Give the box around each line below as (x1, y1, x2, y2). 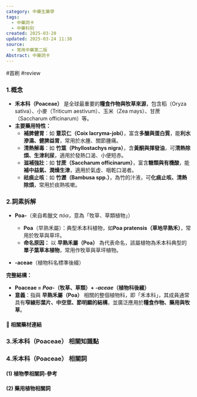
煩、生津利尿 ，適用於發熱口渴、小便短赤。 (23, 152, 127, 159)
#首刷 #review (6, 69, 41, 77)
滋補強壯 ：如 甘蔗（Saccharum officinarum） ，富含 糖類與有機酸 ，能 (23, 159, 190, 166)
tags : (6, 14, 19, 20)
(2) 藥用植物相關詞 (6, 385, 51, 392)
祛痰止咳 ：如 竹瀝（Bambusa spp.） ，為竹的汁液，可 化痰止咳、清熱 (23, 173, 187, 181)
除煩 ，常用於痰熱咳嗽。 (23, 181, 81, 188)
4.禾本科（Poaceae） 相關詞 (6, 355, 87, 363)
